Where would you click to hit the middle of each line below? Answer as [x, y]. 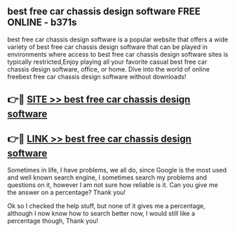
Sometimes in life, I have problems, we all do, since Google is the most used [117, 170]
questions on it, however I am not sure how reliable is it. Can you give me [113, 185]
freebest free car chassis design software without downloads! [97, 76]
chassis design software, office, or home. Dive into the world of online [109, 69]
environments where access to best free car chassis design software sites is [118, 54]
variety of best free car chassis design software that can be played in [108, 47]
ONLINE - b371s [42, 23]
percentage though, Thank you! [53, 221]
